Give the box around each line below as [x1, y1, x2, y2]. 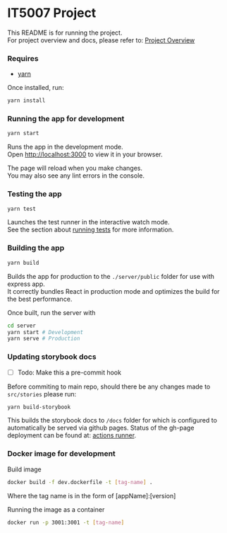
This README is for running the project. [7, 28, 123, 37]
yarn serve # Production [7, 335, 80, 343]
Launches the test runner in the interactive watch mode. [7, 218, 171, 227]
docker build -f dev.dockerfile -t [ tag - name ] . [7, 478, 153, 486]
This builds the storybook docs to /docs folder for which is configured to [7, 416, 217, 425]
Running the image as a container [7, 505, 105, 514]
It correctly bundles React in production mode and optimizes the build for [7, 287, 220, 295]
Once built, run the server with [7, 308, 96, 316]
